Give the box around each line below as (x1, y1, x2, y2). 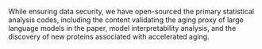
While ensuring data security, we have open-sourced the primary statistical (8, 7, 255, 16)
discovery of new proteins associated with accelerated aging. (8, 32, 210, 41)
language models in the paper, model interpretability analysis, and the (8, 24, 237, 32)
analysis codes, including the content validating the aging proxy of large (8, 15, 244, 24)
